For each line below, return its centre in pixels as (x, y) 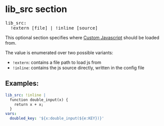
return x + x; (29, 104)
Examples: (22, 84)
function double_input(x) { (39, 100)
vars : (11, 114)
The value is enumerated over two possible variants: (59, 52)
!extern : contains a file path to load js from (57, 62)
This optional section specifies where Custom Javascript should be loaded (82, 37)
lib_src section (36, 9)
